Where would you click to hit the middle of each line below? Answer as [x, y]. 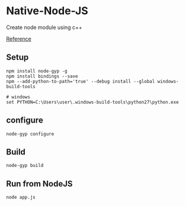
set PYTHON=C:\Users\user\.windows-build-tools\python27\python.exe [92, 102]
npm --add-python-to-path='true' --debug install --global [81, 81]
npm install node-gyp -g [37, 71]
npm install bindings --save [42, 76]
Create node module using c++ [44, 27]
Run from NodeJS [39, 184]
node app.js [21, 197]
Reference [19, 38]
